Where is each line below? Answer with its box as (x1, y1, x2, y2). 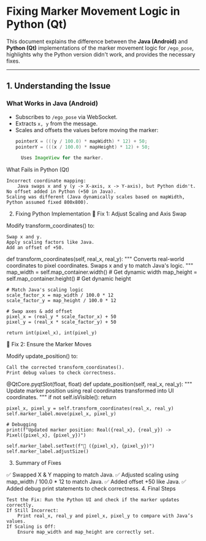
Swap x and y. (6, 234, 43, 240)
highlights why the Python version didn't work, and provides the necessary (6, 50, 196, 58)
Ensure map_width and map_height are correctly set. (17, 529, 155, 535)
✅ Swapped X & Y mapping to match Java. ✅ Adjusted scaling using (6, 471, 179, 478)
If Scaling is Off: (6, 524, 56, 530)
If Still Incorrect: (6, 508, 59, 514)
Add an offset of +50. (6, 244, 64, 251)
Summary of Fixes (15, 459, 61, 467)
